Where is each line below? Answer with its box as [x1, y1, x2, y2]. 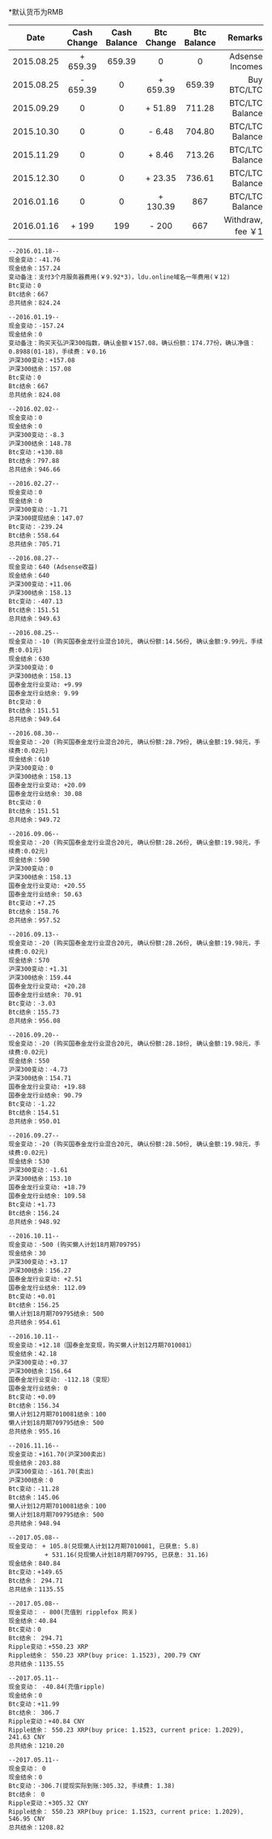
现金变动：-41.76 [8, 256, 61, 264]
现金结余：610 [8, 755, 50, 764]
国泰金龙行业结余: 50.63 [8, 890, 83, 898]
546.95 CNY [8, 1815, 45, 1823]
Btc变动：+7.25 [8, 899, 56, 907]
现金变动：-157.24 [8, 322, 65, 330]
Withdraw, [223, 214, 263, 225]
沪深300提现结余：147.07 [8, 514, 83, 522]
